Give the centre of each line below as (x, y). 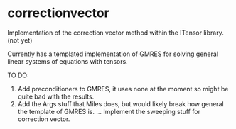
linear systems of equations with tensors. (68, 61)
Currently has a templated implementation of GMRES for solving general (113, 54)
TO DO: (18, 75)
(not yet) (20, 40)
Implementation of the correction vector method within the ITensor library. (116, 33)
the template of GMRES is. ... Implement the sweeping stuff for (109, 111)
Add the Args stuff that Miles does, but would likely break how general (120, 103)
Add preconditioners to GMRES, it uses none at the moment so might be (123, 89)
